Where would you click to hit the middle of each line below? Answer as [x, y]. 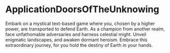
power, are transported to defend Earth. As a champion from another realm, [85, 29]
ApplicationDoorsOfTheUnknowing [82, 9]
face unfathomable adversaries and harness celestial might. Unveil [76, 34]
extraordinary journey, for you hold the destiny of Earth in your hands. [79, 45]
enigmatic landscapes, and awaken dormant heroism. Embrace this [76, 40]
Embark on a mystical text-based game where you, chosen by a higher [80, 23]
